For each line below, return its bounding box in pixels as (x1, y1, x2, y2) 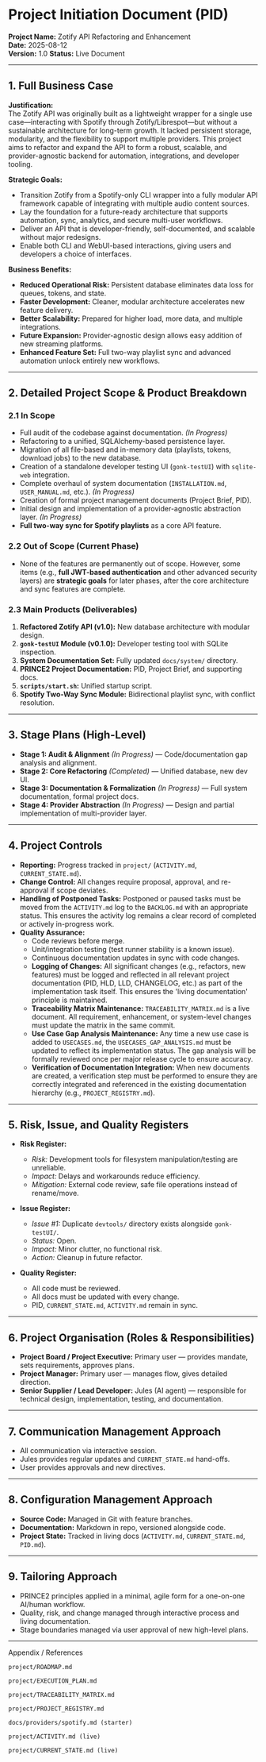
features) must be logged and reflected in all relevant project (31, 970, 230, 979)
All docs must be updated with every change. (31, 1292, 180, 1301)
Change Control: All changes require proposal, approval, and (19, 877, 220, 886)
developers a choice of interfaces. (19, 249, 132, 259)
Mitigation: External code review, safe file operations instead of (31, 1180, 238, 1189)
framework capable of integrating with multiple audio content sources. (19, 199, 249, 208)
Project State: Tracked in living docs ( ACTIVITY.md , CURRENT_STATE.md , (19, 1531, 245, 1540)
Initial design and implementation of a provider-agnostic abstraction (19, 504, 241, 514)
